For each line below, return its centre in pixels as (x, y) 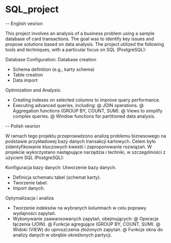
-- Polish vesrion (23, 126)
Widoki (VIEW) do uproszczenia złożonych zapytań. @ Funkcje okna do (88, 229)
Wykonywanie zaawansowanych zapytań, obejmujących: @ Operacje (86, 219)
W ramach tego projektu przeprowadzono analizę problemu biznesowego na (86, 136)
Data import (25, 80)
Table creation (28, 74)
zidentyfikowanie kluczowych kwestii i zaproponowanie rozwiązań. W (79, 147)
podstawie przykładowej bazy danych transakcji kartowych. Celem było (81, 141)
